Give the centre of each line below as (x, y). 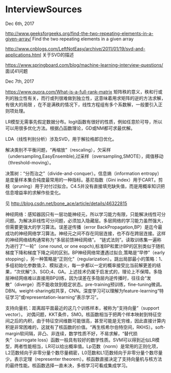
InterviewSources (44, 9)
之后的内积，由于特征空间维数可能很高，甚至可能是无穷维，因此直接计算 (85, 320)
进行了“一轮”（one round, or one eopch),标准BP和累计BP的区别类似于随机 (87, 246)
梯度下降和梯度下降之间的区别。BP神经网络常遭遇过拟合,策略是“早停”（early (85, 252)
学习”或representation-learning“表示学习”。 (55, 297)
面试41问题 (17, 71)
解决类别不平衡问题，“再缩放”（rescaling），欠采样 (58, 150)
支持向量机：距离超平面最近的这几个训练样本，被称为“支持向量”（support (82, 308)
